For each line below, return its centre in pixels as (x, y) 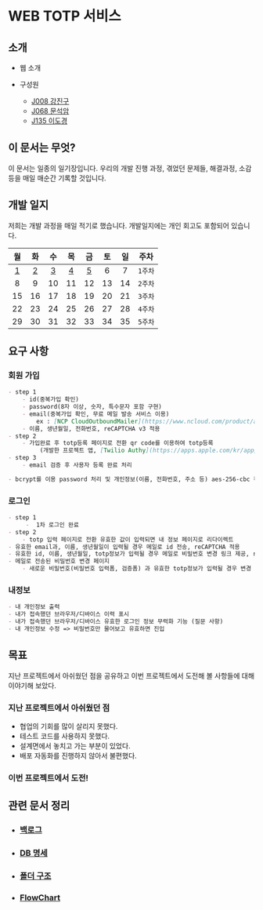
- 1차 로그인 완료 (52, 525)
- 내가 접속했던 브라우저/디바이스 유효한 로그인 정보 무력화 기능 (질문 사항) (116, 622)
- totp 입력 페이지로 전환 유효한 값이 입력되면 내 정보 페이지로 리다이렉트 (128, 539)
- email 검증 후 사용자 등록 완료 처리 (77, 465)
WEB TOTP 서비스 (65, 16)
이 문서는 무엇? (42, 148)
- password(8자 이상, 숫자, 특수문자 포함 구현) (92, 407)
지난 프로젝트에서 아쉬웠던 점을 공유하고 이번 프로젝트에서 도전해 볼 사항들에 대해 (131, 675)
